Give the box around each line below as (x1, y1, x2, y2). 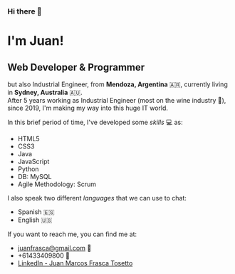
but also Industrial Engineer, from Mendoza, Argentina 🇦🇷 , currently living (7, 80, 228, 88)
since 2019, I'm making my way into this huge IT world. (7, 103, 169, 112)
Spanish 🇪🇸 (17, 207, 55, 216)
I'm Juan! (7, 33, 64, 49)
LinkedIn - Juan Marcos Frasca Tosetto (17, 258, 133, 267)
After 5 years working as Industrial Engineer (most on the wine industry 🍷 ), (7, 96, 226, 104)
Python (17, 164, 39, 173)
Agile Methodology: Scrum (17, 180, 96, 188)
